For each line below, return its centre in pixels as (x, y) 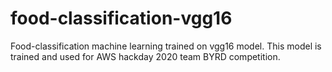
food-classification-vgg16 (121, 18)
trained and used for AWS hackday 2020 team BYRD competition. (145, 56)
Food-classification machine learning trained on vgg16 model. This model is (166, 46)
